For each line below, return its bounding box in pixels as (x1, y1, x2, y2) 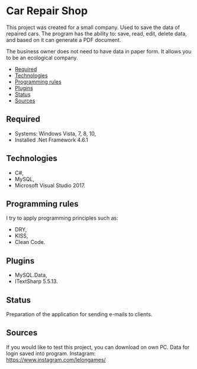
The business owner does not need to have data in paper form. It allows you (6, 47, 192, 54)
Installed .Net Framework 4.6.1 (14, 136, 89, 143)
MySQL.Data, (14, 271, 47, 279)
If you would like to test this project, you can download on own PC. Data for (6, 344, 190, 351)
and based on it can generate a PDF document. (6, 36, 121, 43)
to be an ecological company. (6, 54, 78, 61)
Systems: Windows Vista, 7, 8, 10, (14, 130, 96, 137)
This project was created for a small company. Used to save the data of (6, 24, 180, 31)
